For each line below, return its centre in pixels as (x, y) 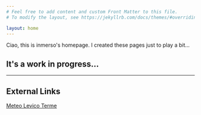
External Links (33, 91)
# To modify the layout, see (42, 17)
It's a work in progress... (53, 64)
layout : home (22, 28)
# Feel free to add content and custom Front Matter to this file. (92, 12)
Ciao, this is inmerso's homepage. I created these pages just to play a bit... (98, 45)
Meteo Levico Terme (32, 106)
